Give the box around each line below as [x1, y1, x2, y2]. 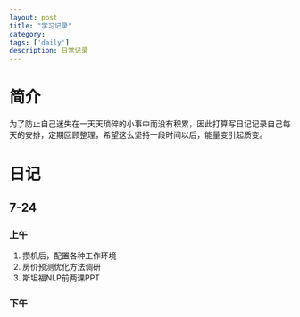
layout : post [9, 12, 58, 22]
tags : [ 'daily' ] [9, 37, 70, 47]
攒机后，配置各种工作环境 [21, 250, 117, 261]
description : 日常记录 [9, 46, 88, 55]
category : [9, 29, 46, 38]
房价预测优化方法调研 [21, 261, 101, 272]
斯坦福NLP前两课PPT [21, 272, 101, 283]
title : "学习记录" [9, 21, 73, 30]
